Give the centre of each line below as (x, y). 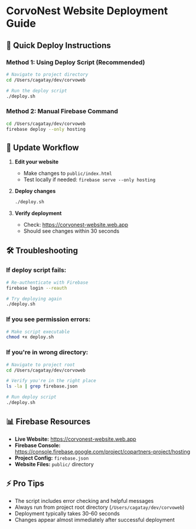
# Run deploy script (32, 397)
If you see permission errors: (48, 319)
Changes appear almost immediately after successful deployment (95, 520)
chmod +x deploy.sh (30, 337)
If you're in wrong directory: (47, 352)
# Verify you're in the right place (51, 381)
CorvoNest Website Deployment (87, 11)
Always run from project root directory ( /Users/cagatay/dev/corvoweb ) (99, 507)
